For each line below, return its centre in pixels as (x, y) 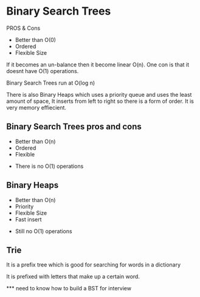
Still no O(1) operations (43, 231)
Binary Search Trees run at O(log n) (51, 83)
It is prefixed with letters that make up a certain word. (73, 277)
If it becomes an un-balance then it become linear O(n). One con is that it (98, 65)
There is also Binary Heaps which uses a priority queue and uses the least (99, 94)
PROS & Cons (23, 28)
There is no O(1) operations (49, 166)
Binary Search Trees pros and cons (74, 127)
